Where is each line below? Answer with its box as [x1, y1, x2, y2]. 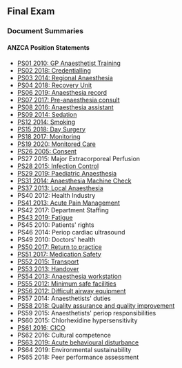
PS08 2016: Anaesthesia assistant [17, 103, 114, 111]
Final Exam [7, 6, 55, 17]
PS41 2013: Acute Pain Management [17, 199, 121, 207]
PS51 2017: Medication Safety [17, 250, 101, 258]
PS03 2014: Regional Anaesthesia [17, 73, 114, 82]
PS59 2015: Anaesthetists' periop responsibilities [17, 309, 156, 317]
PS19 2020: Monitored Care [17, 140, 97, 148]
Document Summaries [7, 26, 84, 36]
